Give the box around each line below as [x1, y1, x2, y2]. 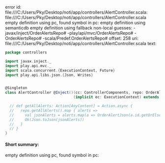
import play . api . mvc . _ [5, 63, 52, 68]
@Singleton [5, 86, 27, 91]
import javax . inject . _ [5, 59, 52, 64]
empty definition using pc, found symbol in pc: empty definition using [5, 20, 146, 25]
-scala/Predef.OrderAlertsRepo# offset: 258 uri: [42, 35, 139, 41]
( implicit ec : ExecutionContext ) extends [73, 95, 160, 100]
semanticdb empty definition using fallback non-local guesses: [5, 25, 133, 31]
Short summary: [5, 141, 39, 147]
